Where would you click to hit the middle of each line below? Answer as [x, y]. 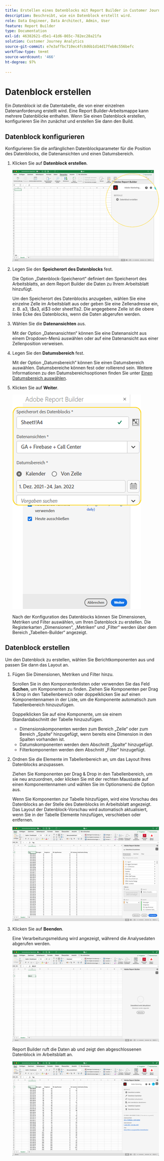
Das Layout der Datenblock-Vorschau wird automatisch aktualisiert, [80, 809]
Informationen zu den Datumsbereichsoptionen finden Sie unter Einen [82, 373]
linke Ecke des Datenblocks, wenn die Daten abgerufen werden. [76, 314]
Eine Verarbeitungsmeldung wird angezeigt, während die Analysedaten [83, 938]
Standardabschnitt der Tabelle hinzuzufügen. [58, 719]
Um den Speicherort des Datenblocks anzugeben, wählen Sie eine [79, 298]
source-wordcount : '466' [30, 57]
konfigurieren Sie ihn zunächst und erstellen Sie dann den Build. [70, 121]
